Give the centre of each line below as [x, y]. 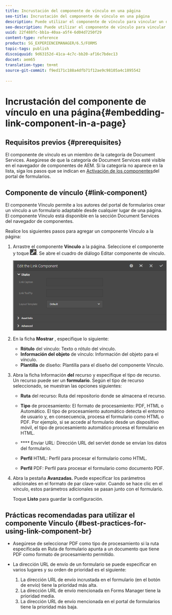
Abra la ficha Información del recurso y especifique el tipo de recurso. [87, 375]
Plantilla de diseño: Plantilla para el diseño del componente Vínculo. [92, 365]
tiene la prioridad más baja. [49, 607]
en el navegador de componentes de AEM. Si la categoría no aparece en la [84, 166]
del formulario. [36, 448]
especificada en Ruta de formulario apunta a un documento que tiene [86, 549]
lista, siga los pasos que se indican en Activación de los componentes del [82, 171]
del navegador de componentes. [40, 221]
